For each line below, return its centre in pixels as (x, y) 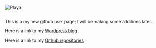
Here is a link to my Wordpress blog (41, 31)
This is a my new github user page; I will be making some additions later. (78, 21)
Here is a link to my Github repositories (45, 40)
